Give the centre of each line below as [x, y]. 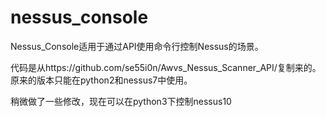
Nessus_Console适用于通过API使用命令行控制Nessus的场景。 [137, 46]
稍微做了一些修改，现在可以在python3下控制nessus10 [121, 101]
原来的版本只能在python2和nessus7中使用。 [101, 80]
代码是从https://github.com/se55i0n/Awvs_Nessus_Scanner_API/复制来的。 [166, 67]
